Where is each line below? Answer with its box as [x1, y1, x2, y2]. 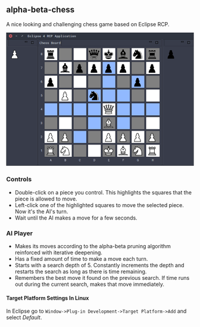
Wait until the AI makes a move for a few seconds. [14, 214, 138, 221]
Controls [6, 175, 32, 184]
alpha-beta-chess [6, 5, 75, 15]
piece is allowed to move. [14, 195, 77, 202]
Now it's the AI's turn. [14, 208, 68, 215]
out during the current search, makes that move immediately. [14, 280, 165, 288]
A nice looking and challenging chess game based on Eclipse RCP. [6, 20, 170, 27]
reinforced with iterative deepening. [14, 249, 103, 256]
